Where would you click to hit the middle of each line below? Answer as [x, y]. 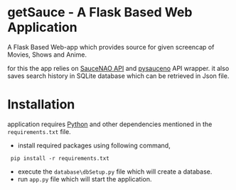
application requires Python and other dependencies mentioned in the [110, 124]
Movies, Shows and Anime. [47, 55]
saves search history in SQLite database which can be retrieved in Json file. [118, 76]
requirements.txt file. [39, 131]
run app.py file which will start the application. [85, 179]
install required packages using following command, [94, 145]
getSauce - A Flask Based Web [100, 12]
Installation [41, 105]
